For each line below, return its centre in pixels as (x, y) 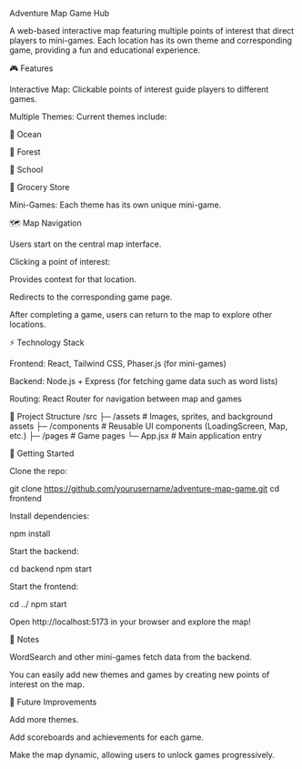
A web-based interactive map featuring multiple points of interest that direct (152, 30)
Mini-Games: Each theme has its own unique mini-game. (116, 205)
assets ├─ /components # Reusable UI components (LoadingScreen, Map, (149, 426)
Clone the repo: (39, 471)
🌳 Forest (25, 152)
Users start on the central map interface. (86, 244)
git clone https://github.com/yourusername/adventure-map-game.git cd (145, 489)
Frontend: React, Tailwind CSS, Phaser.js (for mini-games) (118, 364)
